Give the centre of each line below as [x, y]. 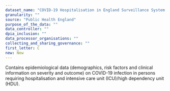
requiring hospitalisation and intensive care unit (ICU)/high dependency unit [85, 78]
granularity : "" [22, 15]
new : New [15, 53]
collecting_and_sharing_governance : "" [48, 43]
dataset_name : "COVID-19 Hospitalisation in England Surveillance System [85, 10]
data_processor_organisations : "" [42, 39]
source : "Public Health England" [41, 19]
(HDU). [13, 84]
